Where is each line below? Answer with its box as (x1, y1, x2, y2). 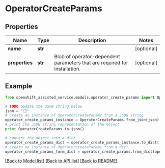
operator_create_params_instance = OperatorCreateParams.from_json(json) (5, 118, 160, 122)
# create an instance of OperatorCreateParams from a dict (5, 144, 129, 149)
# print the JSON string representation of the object (5, 122, 120, 127)
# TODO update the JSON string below (5, 104, 82, 109)
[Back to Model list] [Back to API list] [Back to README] (5, 158, 118, 164)
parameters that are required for (54, 59, 129, 66)
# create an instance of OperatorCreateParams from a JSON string (5, 113, 144, 118)
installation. (54, 66, 81, 72)
